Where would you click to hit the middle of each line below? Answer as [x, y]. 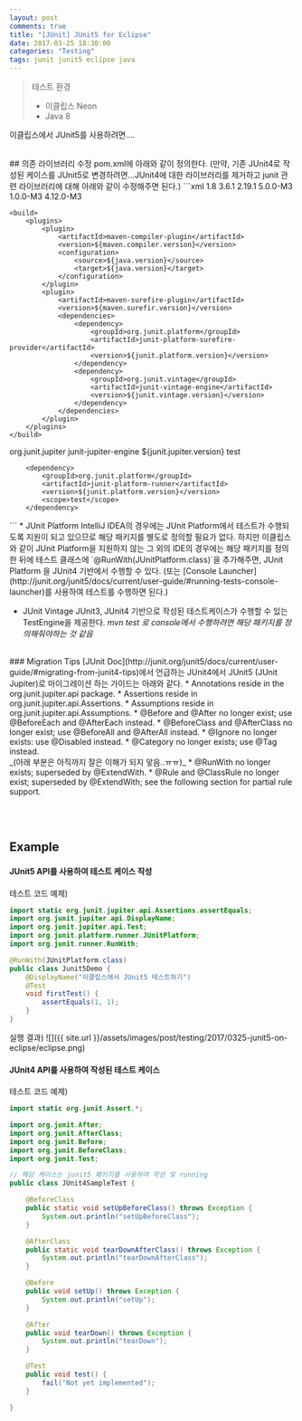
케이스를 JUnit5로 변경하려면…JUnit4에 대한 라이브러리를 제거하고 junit [152, 175]
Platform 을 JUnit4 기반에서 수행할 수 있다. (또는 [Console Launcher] [133, 571]
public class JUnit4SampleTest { [72, 1183]
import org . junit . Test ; [54, 1159]
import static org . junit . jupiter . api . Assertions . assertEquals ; [131, 911]
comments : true [38, 26]
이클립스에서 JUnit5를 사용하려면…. [72, 135]
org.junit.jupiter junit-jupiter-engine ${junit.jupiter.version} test [125, 452]
